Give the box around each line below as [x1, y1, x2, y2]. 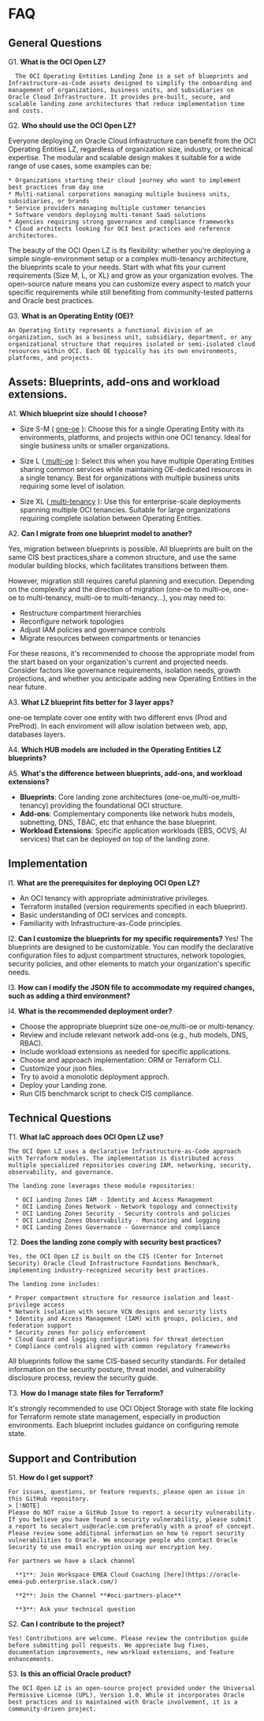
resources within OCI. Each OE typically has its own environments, [8, 347, 238, 355]
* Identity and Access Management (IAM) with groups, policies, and [8, 1315, 238, 1323]
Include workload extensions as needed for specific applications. [19, 1047, 231, 1056]
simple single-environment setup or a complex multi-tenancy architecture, [8, 254, 249, 263]
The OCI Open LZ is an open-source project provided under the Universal [8, 1685, 256, 1693]
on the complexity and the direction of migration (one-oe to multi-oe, [8, 584, 232, 594]
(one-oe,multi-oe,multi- [164, 792, 241, 801]
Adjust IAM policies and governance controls [19, 624, 165, 634]
